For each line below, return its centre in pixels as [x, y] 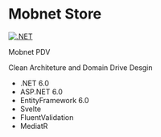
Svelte [31, 109]
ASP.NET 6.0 [41, 91]
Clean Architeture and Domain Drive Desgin [80, 67]
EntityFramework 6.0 [54, 100]
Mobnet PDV [29, 52]
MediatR [34, 126]
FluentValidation [47, 117]
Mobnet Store [55, 14]
